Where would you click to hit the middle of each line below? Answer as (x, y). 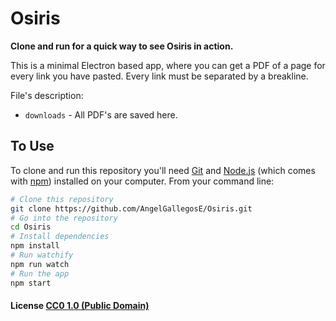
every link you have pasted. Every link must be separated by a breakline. (159, 76)
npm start (31, 283)
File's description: (47, 95)
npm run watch (40, 264)
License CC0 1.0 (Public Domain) (80, 306)
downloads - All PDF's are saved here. (101, 114)
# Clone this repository (62, 199)
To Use (32, 146)
